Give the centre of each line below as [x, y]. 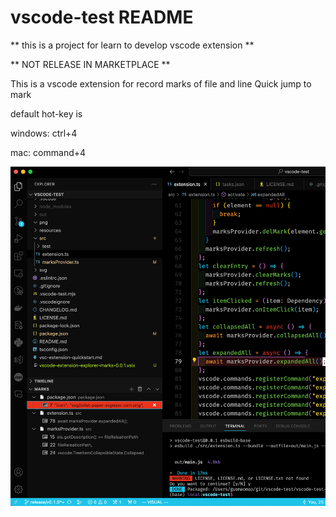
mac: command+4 [48, 152]
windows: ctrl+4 [44, 133]
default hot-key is [46, 113]
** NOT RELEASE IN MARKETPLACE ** [90, 64]
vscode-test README [102, 17]
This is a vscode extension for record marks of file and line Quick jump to [161, 83]
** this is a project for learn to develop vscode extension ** [132, 45]
